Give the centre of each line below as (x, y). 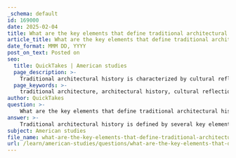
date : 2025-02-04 (33, 27)
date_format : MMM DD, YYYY (47, 46)
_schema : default (33, 14)
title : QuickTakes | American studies (71, 66)
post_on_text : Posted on (44, 53)
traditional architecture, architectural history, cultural (110, 92)
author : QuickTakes (36, 99)
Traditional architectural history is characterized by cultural (118, 79)
